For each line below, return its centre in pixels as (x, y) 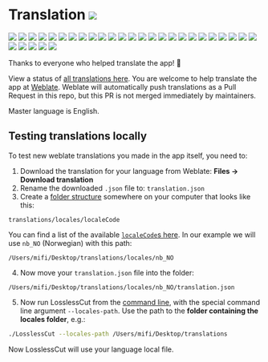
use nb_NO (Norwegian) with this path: (70, 243)
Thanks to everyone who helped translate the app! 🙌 (95, 62)
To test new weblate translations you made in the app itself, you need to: (128, 155)
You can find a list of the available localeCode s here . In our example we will (132, 235)
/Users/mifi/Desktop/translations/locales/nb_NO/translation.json (122, 287)
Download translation (57, 179)
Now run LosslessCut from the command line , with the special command (140, 302)
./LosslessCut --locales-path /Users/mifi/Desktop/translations (118, 334)
